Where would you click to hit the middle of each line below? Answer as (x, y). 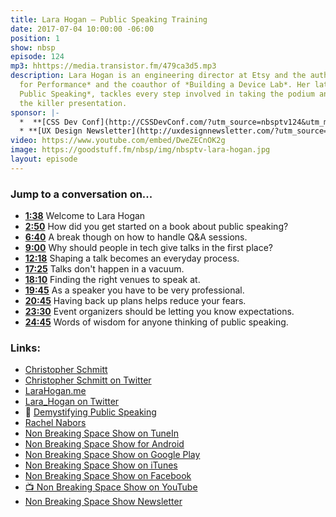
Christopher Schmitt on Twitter (88, 380)
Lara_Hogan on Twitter (72, 402)
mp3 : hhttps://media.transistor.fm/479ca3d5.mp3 (113, 66)
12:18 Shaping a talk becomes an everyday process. (132, 258)
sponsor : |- (35, 112)
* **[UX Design (51, 131)
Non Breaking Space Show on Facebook (108, 476)
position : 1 (35, 38)
